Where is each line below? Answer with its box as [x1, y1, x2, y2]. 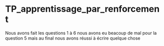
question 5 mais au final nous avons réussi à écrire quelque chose [5, 35, 141, 41]
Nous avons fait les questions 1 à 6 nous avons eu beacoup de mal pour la [5, 30, 157, 36]
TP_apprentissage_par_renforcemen [5, 3, 160, 15]
